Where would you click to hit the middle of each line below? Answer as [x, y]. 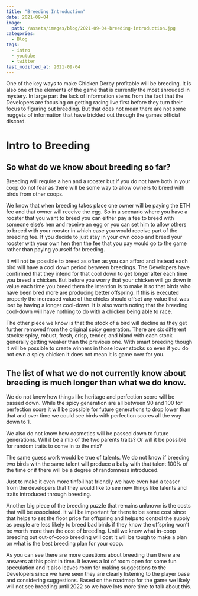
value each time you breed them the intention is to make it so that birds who [98, 286]
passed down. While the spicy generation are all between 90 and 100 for [94, 403]
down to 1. [19, 422]
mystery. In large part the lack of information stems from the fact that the [95, 96]
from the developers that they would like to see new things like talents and [97, 488]
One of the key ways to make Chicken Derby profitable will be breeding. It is [99, 84]
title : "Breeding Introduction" [46, 12]
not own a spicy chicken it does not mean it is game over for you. [85, 355]
